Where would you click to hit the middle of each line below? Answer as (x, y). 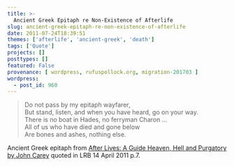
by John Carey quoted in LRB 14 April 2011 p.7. (74, 156)
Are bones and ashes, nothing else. (75, 135)
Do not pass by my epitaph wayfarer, (77, 105)
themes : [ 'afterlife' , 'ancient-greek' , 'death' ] (81, 40)
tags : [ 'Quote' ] (31, 46)
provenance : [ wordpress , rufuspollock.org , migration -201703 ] (103, 72)
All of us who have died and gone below (82, 127)
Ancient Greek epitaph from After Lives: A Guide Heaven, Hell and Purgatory (117, 148)
